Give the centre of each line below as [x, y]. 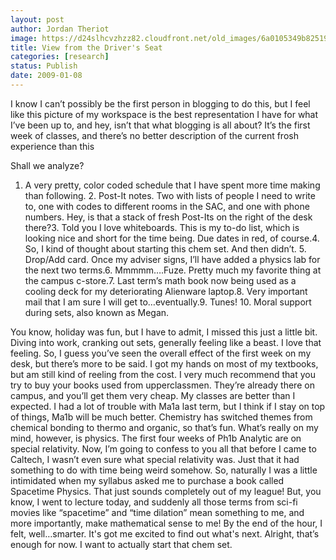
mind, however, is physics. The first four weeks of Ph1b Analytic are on [156, 438]
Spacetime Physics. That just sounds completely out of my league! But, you [166, 491]
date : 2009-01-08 [46, 76]
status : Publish [44, 66]
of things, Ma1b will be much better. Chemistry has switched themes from [161, 417]
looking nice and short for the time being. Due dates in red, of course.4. [172, 238]
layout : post [37, 19]
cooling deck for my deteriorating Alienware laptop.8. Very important [166, 291]
